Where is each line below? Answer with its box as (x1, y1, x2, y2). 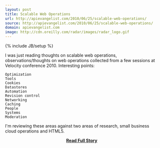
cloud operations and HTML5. (5, 128, 65, 134)
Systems (5, 110, 21, 115)
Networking (5, 98, 27, 102)
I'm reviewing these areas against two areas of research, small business (5, 123, 150, 129)
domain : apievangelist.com (5, 25, 60, 30)
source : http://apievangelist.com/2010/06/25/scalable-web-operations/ (5, 20, 153, 26)
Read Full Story (66, 138, 98, 143)
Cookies (5, 81, 21, 85)
